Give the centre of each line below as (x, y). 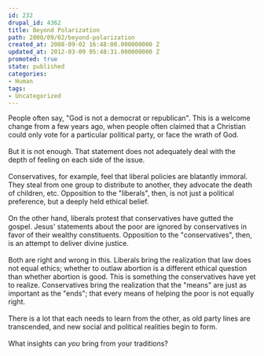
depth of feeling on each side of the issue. (77, 160)
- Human (21, 81)
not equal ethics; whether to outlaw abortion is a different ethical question (128, 269)
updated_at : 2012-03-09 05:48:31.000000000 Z (84, 52)
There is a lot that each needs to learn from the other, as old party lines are (129, 318)
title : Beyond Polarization (54, 30)
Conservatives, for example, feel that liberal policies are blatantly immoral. (128, 177)
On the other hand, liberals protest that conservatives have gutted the (121, 218)
